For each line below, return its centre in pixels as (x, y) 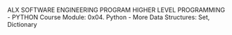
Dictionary (22, 24)
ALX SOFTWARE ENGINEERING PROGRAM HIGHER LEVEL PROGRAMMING (116, 10)
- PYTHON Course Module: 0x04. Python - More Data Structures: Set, (109, 17)
